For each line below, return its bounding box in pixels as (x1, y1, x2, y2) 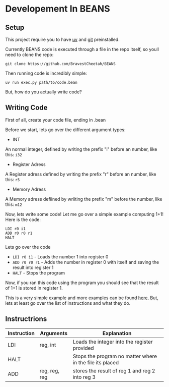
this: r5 (5, 176, 20, 182)
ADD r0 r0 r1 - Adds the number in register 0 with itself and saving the (12, 259, 159, 265)
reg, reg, (39, 367, 59, 374)
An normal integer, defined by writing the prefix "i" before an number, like (5, 146, 157, 152)
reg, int (39, 341, 56, 348)
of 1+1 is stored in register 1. (5, 285, 63, 291)
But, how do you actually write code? (5, 89, 82, 95)
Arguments (40, 329, 68, 337)
